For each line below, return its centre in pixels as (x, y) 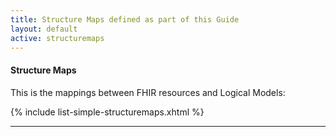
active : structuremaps (57, 38)
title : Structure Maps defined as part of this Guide (125, 19)
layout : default (44, 29)
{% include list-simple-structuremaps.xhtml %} (107, 112)
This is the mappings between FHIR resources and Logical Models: (148, 92)
